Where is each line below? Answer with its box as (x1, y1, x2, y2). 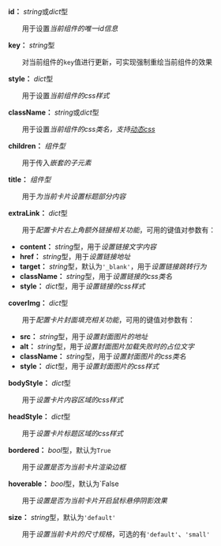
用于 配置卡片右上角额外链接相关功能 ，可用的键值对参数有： (21, 225, 215, 235)
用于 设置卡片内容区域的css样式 (21, 395, 124, 405)
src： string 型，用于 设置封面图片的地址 (19, 332, 148, 341)
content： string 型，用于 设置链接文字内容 (19, 242, 157, 251)
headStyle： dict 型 (8, 412, 71, 421)
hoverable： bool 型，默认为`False (8, 479, 120, 488)
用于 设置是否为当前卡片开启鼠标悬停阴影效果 (21, 496, 167, 505)
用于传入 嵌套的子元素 (21, 158, 92, 168)
